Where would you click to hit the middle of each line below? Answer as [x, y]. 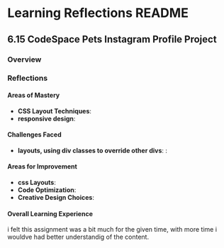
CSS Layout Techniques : [55, 111]
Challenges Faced [34, 135]
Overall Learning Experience [50, 213]
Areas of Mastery [34, 95]
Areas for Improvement [43, 167]
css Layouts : [37, 183]
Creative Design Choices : [56, 198]
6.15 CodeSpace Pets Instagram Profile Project [112, 39]
